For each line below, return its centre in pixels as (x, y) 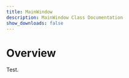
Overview (31, 53)
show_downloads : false (35, 23)
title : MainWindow (29, 12)
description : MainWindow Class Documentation (64, 18)
